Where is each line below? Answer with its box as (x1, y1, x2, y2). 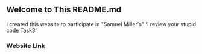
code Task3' (6, 27, 37, 34)
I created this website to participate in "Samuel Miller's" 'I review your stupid (6, 20, 197, 27)
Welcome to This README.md (6, 5, 122, 15)
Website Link (6, 42, 45, 50)
